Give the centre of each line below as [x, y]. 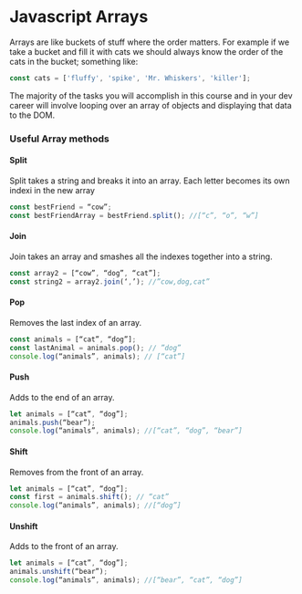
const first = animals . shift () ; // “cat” [89, 497]
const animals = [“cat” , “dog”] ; [73, 339]
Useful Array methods [59, 139]
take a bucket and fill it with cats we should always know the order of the [146, 51]
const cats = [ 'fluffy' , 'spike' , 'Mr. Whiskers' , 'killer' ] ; [130, 78]
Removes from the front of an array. [77, 472]
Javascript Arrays [79, 17]
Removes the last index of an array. [76, 322]
